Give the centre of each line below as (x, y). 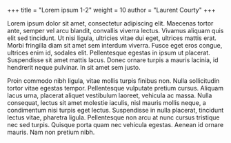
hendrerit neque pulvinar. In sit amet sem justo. (74, 67)
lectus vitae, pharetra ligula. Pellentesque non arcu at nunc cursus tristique (113, 117)
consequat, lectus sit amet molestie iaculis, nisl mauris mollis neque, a (107, 103)
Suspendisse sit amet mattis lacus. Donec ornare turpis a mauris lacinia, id (113, 60)
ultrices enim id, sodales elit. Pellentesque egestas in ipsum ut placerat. (109, 53)
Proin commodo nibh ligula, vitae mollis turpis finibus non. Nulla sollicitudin (113, 81)
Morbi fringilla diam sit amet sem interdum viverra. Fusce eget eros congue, (115, 45)
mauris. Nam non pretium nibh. (51, 132)
